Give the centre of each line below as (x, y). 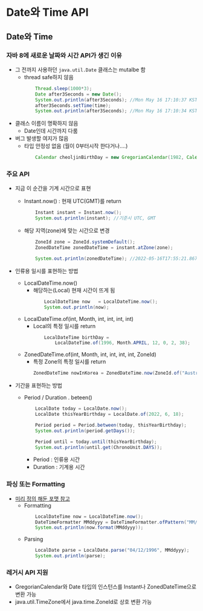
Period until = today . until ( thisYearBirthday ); (96, 442)
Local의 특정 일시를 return (64, 326)
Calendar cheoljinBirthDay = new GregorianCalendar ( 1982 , (110, 158)
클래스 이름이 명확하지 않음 (47, 123)
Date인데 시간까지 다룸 (51, 131)
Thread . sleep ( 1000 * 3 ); (64, 88)
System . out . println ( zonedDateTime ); (81, 258)
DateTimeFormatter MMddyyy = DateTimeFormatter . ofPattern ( (111, 522)
